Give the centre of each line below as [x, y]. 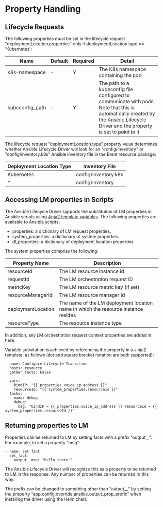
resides [67, 315]
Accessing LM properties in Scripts [59, 200]
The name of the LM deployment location [106, 303]
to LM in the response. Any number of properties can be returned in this [77, 474]
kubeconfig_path [27, 107]
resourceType [23, 323]
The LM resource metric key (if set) [99, 287]
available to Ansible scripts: [33, 222]
